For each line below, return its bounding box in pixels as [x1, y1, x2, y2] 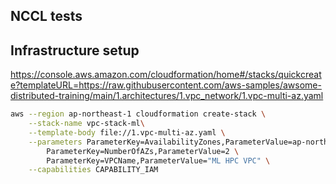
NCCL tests [10, 8, 83, 25]
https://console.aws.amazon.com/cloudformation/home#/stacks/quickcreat [10, 69, 322, 81]
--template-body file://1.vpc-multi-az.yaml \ [28, 127, 226, 138]
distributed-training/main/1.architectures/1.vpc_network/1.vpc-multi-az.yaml [10, 90, 324, 102]
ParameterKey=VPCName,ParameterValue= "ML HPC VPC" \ [46, 155, 271, 166]
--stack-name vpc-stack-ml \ [28, 119, 145, 129]
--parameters [28, 137, 83, 147]
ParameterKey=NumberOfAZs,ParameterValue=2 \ [46, 146, 240, 156]
